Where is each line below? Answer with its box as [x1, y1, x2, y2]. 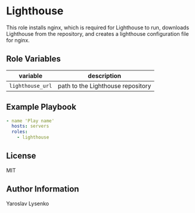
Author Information [6, 184, 79, 195]
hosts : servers [11, 124, 49, 129]
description [88, 72, 122, 80]
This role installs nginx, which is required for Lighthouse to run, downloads [6, 24, 190, 31]
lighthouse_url [9, 82, 52, 89]
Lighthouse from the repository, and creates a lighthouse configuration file [6, 30, 189, 37]
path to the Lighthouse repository [57, 82, 151, 90]
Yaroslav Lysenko [6, 200, 49, 207]
